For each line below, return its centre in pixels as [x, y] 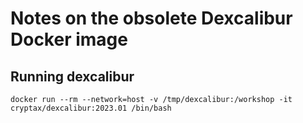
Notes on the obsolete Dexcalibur [151, 18]
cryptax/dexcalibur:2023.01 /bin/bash [91, 108]
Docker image [69, 39]
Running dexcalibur [72, 76]
